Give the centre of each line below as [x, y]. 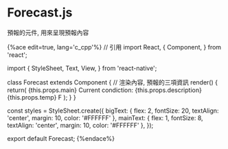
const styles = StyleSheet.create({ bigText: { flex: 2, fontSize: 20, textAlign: [113, 111]
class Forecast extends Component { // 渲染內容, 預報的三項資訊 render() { [113, 82]
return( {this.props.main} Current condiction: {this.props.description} [105, 90]
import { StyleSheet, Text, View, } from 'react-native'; [82, 68]
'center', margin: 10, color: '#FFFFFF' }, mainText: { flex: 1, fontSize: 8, [105, 117]
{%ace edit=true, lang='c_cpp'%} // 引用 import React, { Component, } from [114, 47]
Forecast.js [40, 13]
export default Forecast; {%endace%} [61, 138]
